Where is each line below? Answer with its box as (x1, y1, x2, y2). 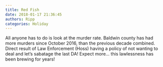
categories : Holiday (5, 21, 49, 26)
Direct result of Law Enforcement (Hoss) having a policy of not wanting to (5, 45, 158, 51)
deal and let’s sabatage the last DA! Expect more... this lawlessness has (5, 51, 154, 57)
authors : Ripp (5, 16, 35, 21)
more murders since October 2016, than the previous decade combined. (5, 40, 155, 46)
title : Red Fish (5, 7, 39, 12)
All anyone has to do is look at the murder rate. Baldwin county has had (5, 35, 153, 41)
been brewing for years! (5, 56, 56, 62)
